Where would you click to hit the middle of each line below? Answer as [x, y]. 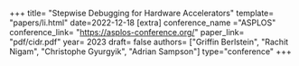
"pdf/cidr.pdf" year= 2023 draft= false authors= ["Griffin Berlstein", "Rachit [149, 42]
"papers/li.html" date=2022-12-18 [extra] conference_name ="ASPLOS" [143, 23]
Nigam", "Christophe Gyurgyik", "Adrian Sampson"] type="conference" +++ [150, 52]
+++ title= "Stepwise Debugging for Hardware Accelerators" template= [141, 13]
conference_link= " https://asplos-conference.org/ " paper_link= [127, 32]
